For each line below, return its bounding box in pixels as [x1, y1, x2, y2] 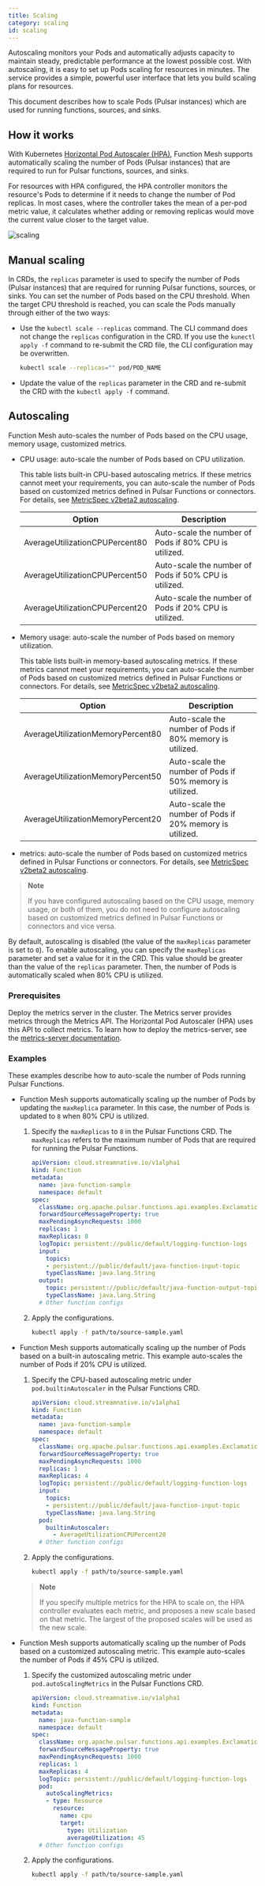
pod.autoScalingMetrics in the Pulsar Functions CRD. [31, 1679, 203, 1688]
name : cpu [59, 1812, 92, 1820]
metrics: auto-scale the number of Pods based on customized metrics [19, 848, 248, 858]
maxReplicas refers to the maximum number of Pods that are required [31, 1135, 256, 1144]
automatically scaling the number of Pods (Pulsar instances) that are [8, 157, 230, 167]
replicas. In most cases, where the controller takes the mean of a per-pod [8, 199, 247, 208]
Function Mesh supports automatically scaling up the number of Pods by [19, 1095, 256, 1104]
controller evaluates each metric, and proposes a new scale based [39, 1606, 256, 1615]
